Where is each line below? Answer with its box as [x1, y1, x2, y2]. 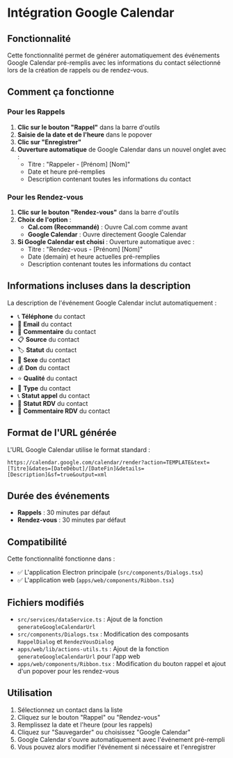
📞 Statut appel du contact [17, 391, 90, 400]
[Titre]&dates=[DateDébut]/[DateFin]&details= [7, 465, 145, 472]
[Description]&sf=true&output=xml [7, 471, 108, 478]
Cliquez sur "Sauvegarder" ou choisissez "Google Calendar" [17, 727, 191, 736]
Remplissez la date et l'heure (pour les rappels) [17, 720, 153, 729]
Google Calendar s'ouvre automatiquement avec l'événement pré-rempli [17, 735, 225, 743]
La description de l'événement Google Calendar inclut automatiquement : [7, 298, 217, 307]
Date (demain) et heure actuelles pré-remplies [27, 252, 160, 261]
